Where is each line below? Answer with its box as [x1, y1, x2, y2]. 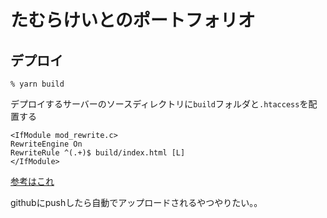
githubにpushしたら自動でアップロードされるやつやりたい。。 [10, 197, 263, 208]
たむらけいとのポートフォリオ [10, 9, 256, 32]
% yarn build [10, 79, 65, 89]
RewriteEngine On [10, 139, 83, 149]
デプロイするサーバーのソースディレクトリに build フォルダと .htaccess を [10, 98, 309, 110]
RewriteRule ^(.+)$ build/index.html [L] [10, 148, 186, 158]
